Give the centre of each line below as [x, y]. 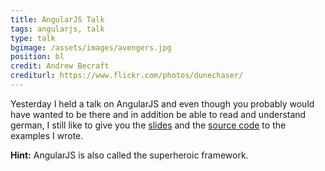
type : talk [33, 38]
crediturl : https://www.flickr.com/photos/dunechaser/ [127, 76]
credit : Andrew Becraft [60, 66]
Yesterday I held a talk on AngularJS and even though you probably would [162, 103]
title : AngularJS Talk [57, 19]
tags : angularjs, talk [57, 29]
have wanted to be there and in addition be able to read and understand [158, 114]
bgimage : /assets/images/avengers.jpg [91, 47]
